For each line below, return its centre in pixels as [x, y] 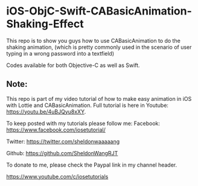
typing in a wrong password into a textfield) [60, 53]
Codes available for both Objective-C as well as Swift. [73, 65]
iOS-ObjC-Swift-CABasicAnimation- [99, 11]
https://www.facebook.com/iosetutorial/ [56, 130]
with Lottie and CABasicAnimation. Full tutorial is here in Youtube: [88, 105]
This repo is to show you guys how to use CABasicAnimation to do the [94, 40]
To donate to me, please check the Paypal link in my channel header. [91, 165]
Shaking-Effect [45, 24]
